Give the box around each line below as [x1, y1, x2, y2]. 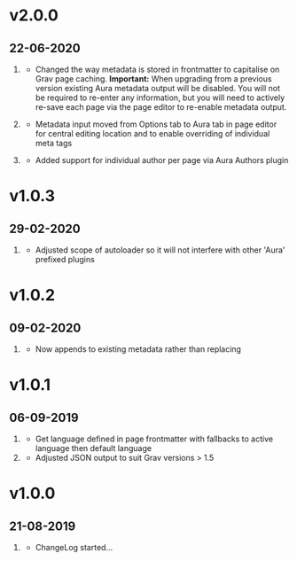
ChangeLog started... [35, 542, 113, 552]
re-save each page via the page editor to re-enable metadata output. [35, 102, 287, 112]
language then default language [35, 443, 152, 453]
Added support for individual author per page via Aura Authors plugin [35, 155, 289, 165]
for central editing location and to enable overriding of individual [35, 129, 270, 138]
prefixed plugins [35, 254, 95, 264]
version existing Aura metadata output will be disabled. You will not [35, 83, 281, 93]
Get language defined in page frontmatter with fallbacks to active [35, 433, 273, 444]
